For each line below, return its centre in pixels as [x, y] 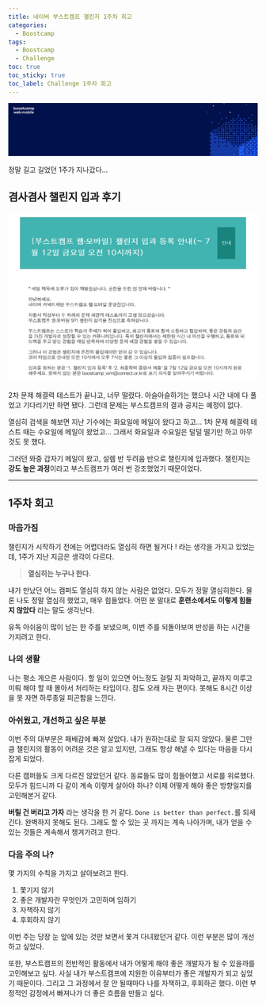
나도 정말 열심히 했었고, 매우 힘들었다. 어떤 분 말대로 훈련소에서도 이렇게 [127, 600]
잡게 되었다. [27, 759]
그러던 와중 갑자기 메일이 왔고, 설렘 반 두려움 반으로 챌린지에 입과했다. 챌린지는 [129, 458]
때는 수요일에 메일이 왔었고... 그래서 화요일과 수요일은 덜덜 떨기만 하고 [130, 431]
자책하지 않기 [40, 910]
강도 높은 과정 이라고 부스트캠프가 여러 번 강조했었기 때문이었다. [105, 468]
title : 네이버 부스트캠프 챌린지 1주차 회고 [70, 17]
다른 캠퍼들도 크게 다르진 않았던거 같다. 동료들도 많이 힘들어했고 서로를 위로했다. [132, 776]
